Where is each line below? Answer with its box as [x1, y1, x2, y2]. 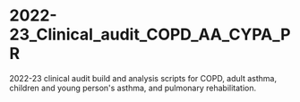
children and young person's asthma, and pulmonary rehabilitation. [9, 82, 257, 93]
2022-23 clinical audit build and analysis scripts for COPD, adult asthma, [9, 72, 278, 83]
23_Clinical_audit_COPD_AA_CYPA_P [9, 24, 291, 45]
